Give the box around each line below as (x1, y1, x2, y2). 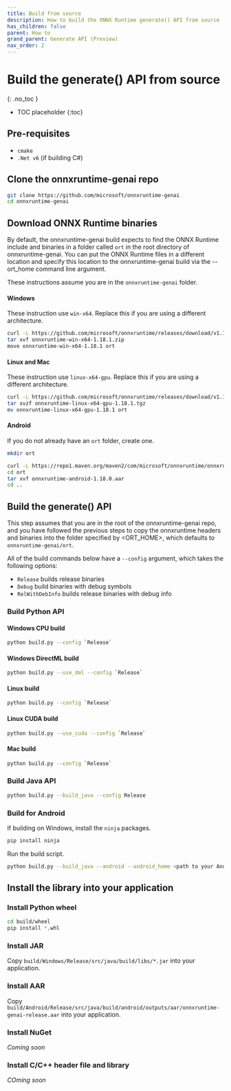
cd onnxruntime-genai (7, 198, 69, 205)
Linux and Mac (7, 358, 50, 366)
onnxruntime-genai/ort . (7, 541, 74, 549)
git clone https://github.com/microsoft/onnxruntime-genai (7, 192, 180, 198)
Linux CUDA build (7, 714, 58, 722)
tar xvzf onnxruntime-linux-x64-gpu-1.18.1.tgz (7, 400, 146, 407)
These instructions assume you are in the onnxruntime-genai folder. (7, 278, 198, 287)
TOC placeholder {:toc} (16, 108, 83, 116)
